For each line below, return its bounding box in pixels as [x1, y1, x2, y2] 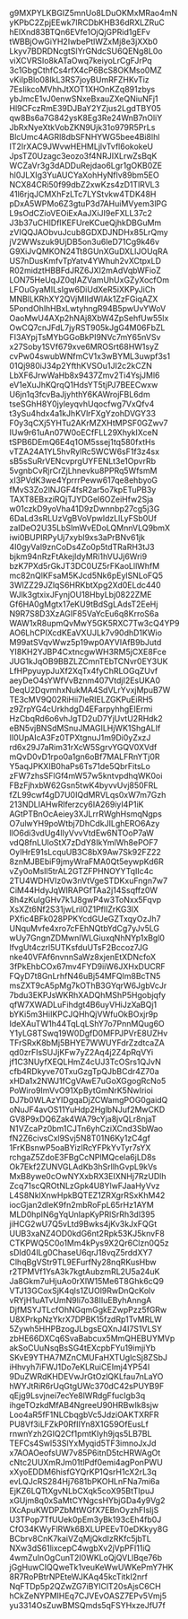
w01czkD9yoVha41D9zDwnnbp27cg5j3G [9, 503, 160, 514]
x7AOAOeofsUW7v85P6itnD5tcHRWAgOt [9, 1448, 161, 1457]
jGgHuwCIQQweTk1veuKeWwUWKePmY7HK [9, 1562, 174, 1572]
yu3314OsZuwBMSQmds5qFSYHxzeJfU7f [9, 1600, 166, 1610]
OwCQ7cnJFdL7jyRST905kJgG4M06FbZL [9, 322, 166, 333]
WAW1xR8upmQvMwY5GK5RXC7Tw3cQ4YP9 [9, 618, 180, 628]
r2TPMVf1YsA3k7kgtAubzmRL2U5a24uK [9, 1266, 160, 1277]
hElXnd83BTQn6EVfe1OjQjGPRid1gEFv [9, 27, 150, 37]
